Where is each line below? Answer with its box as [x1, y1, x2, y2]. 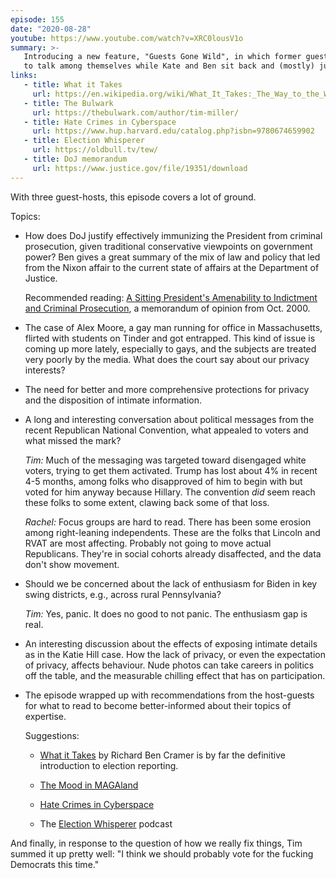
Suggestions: [24, 729, 80, 741]
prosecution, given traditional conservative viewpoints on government [24, 240, 313, 252]
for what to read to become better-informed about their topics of [24, 699, 292, 711]
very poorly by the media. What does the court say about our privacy [24, 353, 310, 365]
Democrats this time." [10, 858, 100, 870]
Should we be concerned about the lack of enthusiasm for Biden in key [24, 577, 318, 590]
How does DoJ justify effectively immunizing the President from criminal [24, 229, 323, 241]
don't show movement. [24, 558, 120, 570]
